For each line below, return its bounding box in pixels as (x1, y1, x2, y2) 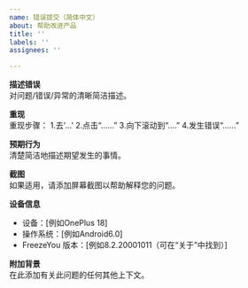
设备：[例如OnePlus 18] (21, 218, 108, 229)
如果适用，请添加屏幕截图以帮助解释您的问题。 (9, 180, 180, 191)
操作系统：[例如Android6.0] (21, 229, 123, 239)
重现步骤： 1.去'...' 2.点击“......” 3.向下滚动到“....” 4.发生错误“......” (9, 121, 239, 131)
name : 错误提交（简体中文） (9, 12, 99, 22)
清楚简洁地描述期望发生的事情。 (9, 150, 126, 160)
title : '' (9, 29, 46, 38)
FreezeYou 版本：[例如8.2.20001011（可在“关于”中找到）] (21, 240, 228, 251)
